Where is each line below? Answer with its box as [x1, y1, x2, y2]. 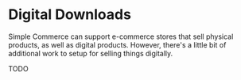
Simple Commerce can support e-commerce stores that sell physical [8, 32, 234, 41]
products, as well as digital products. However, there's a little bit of [8, 40, 227, 49]
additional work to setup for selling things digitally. [8, 48, 173, 58]
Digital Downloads [8, 6, 131, 24]
